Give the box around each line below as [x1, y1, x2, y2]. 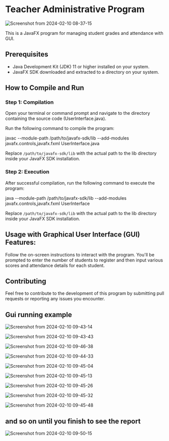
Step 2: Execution [5, 168, 49, 175]
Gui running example [5, 310, 72, 319]
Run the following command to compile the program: [5, 125, 115, 131]
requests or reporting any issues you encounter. [5, 296, 105, 302]
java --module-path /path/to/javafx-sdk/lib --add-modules [5, 195, 127, 201]
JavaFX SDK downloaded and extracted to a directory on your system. [12, 69, 159, 75]
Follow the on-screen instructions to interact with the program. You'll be [5, 251, 155, 257]
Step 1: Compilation [5, 99, 54, 106]
